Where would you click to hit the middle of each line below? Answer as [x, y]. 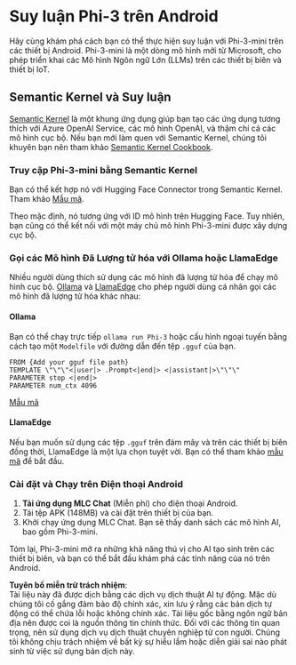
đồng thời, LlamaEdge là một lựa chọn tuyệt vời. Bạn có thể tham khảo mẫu [146, 452]
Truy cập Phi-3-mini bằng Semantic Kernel [104, 170]
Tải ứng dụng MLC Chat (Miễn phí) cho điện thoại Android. [130, 503]
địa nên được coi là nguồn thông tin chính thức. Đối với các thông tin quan [144, 623]
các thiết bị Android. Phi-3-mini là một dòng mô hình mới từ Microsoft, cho [145, 50]
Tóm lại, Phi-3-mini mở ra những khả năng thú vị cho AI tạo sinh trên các [142, 549]
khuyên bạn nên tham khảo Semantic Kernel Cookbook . [111, 147]
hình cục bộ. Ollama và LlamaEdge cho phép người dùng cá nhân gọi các [143, 287]
